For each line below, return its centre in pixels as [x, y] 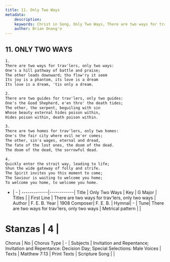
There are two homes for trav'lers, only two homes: [62, 131]
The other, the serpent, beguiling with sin [53, 108]
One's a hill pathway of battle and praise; [53, 70]
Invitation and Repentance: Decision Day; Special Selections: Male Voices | [83, 248]
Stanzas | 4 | [32, 229]
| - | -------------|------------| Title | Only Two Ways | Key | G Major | [84, 192]
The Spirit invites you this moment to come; [54, 173]
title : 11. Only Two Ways [32, 10]
